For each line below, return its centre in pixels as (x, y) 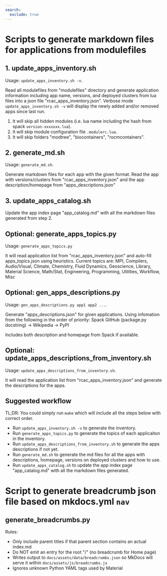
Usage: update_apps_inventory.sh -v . (44, 80)
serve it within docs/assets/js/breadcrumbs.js (60, 563)
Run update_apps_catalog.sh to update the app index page (73, 465)
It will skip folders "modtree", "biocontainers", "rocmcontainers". (78, 137)
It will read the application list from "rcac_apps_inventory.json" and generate (83, 380)
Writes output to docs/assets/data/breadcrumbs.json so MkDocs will (83, 557)
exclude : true (24, 15)
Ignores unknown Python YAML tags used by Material (68, 568)
